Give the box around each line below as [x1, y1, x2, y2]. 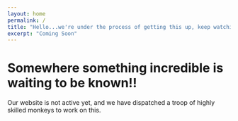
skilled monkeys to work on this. [7, 106, 101, 115]
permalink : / [7, 17, 46, 24]
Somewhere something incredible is [7, 60, 224, 76]
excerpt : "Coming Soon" [7, 30, 78, 37]
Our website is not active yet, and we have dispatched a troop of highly [7, 98, 215, 107]
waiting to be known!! [7, 75, 137, 91]
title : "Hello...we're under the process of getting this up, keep [7, 23, 211, 30]
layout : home [7, 10, 46, 18]
